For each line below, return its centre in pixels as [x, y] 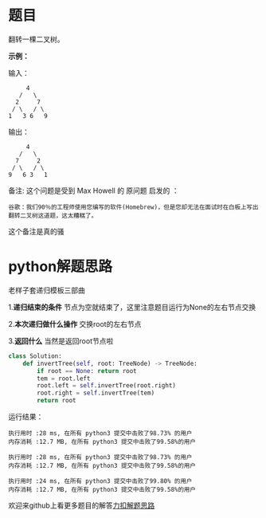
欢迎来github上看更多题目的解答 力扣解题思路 [82, 505]
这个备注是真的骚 [36, 231]
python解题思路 [61, 267]
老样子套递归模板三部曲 [47, 290]
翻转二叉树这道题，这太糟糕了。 [53, 215]
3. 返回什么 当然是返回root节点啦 [61, 341]
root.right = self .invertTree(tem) [96, 393]
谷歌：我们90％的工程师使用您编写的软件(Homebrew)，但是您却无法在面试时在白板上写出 [133, 207]
